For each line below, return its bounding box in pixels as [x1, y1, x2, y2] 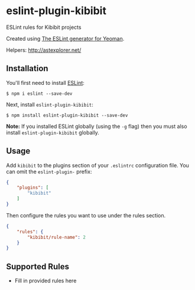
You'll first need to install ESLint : [6, 79, 84, 86]
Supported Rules [6, 261, 70, 272]
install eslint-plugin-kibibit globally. [6, 128, 99, 136]
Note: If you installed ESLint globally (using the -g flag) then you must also [6, 123, 187, 130]
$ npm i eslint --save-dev [6, 90, 73, 97]
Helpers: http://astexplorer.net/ [6, 46, 82, 54]
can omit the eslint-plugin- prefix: [6, 168, 92, 175]
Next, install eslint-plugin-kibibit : [6, 101, 93, 108]
